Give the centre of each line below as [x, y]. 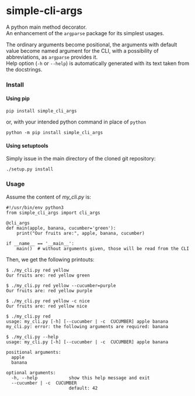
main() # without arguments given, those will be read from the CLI [103, 248]
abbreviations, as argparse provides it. [52, 57]
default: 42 [83, 388]
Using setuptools [27, 145]
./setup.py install [30, 169]
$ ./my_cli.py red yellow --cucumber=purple [61, 285]
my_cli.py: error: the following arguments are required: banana [87, 326]
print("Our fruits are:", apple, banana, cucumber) [81, 233]
